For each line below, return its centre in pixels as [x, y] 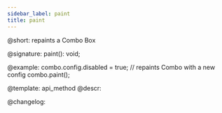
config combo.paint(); [39, 75]
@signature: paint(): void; [44, 54]
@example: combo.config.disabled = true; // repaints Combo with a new [111, 67]
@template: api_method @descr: [54, 88]
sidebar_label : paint [39, 14]
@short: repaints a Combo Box [51, 40]
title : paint [26, 20]
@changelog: [27, 101]
